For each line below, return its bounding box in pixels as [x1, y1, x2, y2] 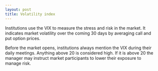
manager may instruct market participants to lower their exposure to [5, 55, 141, 61]
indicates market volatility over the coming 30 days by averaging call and [5, 30, 152, 36]
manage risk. [5, 60, 31, 66]
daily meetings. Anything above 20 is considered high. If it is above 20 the [5, 50, 154, 56]
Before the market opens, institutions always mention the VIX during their [5, 45, 152, 51]
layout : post [5, 7, 32, 12]
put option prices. [5, 35, 40, 41]
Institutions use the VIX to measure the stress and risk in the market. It [5, 25, 146, 31]
